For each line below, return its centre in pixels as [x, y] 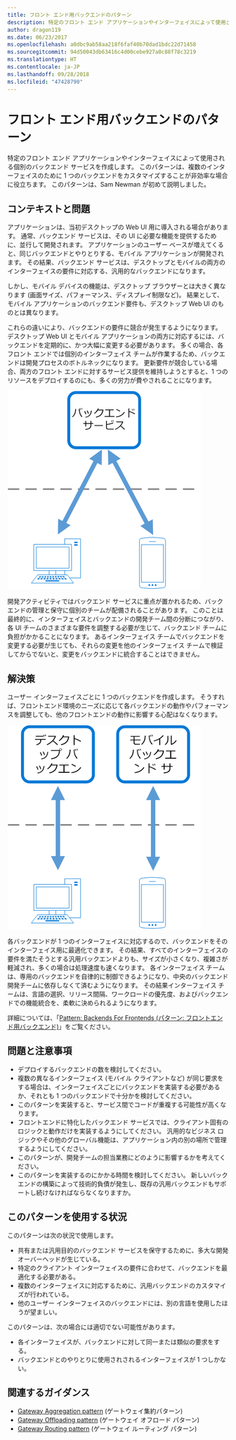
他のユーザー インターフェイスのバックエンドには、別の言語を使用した [120, 1303]
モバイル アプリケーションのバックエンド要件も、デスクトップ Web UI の [113, 304]
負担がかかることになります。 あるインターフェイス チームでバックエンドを [116, 637]
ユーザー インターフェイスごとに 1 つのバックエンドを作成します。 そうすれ [116, 697]
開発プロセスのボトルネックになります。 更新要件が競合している [119, 363]
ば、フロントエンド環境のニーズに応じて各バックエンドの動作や [99, 706]
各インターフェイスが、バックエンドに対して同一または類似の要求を [116, 1341]
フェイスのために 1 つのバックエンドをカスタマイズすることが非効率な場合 [120, 175]
